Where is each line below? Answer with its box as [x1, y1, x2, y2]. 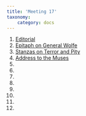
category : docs [17, 19, 55, 25]
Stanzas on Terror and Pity [15, 48, 81, 55]
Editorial [15, 36, 36, 43]
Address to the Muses [15, 54, 70, 62]
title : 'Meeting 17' [6, 8, 58, 15]
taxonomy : [6, 14, 31, 20]
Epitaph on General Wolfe [15, 42, 78, 49]
